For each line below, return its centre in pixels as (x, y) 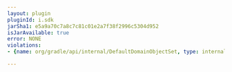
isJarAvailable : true (38, 33)
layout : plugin (29, 13)
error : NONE (24, 39)
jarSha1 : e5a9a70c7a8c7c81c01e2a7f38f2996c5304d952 (83, 26)
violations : (24, 45)
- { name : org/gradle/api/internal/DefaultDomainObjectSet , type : (103, 52)
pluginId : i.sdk (30, 20)
